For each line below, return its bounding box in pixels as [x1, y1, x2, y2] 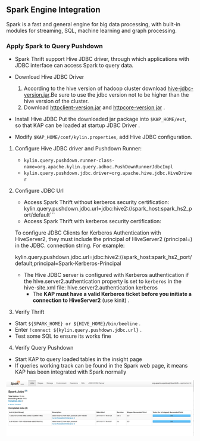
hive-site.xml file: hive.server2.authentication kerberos [23, 284, 158, 291]
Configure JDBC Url [14, 187, 64, 195]
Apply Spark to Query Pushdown [6, 42, 103, 50]
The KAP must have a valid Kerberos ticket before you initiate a [32, 291, 192, 298]
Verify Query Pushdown [14, 344, 74, 351]
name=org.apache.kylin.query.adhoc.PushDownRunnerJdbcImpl [23, 164, 174, 170]
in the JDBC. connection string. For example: [14, 242, 125, 249]
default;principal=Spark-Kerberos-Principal [14, 260, 121, 267]
